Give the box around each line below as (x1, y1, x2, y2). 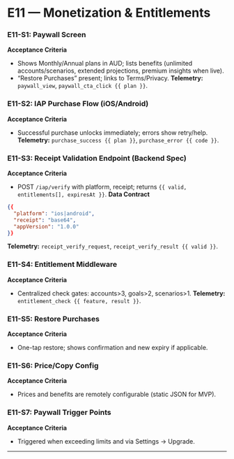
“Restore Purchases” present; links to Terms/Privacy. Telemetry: (17, 74, 203, 82)
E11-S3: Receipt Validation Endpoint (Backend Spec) (7, 153, 187, 163)
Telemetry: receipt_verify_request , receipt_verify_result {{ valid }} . (7, 242, 218, 251)
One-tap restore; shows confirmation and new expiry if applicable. (17, 344, 208, 352)
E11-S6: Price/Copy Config (7, 360, 99, 370)
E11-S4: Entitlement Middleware (7, 260, 117, 270)
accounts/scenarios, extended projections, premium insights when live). (17, 66, 224, 75)
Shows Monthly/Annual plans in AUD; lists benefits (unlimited (17, 59, 193, 68)
